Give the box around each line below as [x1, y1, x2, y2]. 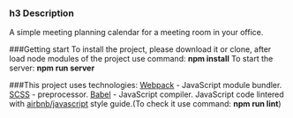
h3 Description [9, 7, 75, 19]
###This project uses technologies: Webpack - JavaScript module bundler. [9, 80, 282, 91]
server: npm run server [9, 63, 95, 73]
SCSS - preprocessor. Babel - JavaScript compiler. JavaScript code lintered [9, 89, 284, 100]
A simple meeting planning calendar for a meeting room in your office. [9, 27, 264, 38]
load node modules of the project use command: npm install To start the [9, 54, 274, 64]
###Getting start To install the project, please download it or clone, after [9, 44, 272, 55]
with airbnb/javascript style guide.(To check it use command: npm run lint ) [9, 99, 282, 109]
